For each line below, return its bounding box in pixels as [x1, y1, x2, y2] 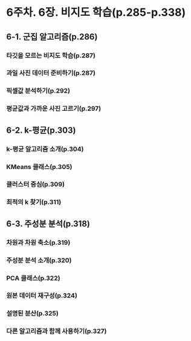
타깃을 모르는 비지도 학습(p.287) [6, 51, 95, 59]
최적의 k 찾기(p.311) [6, 198, 62, 207]
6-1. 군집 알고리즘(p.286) [6, 31, 98, 42]
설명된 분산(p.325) [6, 310, 59, 318]
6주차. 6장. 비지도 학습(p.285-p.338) [6, 5, 186, 19]
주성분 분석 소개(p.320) [6, 256, 72, 264]
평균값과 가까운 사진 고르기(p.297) [6, 104, 102, 113]
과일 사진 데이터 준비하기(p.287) [6, 69, 95, 78]
